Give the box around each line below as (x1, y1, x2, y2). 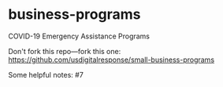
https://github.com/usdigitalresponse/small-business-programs (8, 55, 215, 64)
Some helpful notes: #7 (8, 70, 84, 79)
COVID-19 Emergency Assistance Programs (8, 31, 151, 41)
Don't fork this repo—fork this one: (8, 46, 121, 56)
